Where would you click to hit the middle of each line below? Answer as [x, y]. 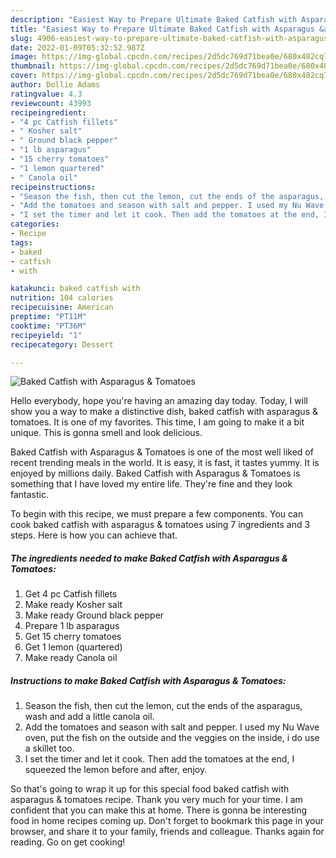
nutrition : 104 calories [62, 298]
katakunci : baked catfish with [75, 289]
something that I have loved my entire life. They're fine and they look [151, 484]
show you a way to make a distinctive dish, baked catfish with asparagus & [164, 412]
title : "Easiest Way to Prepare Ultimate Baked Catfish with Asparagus [162, 29]
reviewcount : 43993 [51, 103]
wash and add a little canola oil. [89, 717]
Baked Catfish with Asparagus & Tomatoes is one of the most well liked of [162, 452]
